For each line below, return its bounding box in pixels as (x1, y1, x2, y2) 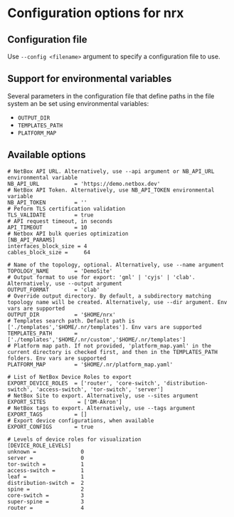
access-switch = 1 (7, 466, 84, 474)
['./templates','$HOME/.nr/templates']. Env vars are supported (7, 323, 202, 330)
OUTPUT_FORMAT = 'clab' (7, 286, 100, 293)
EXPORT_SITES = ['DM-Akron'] (7, 398, 122, 405)
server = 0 (7, 454, 84, 461)
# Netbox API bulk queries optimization (7, 230, 129, 237)
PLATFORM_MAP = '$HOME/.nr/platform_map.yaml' (7, 361, 174, 368)
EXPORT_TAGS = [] (7, 411, 87, 418)
